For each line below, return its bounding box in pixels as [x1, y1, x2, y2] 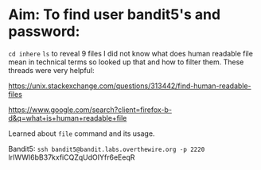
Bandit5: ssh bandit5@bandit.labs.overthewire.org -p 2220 [8, 144, 205, 153]
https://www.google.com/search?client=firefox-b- [8, 105, 173, 114]
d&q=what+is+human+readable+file [8, 113, 127, 122]
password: [8, 22, 80, 41]
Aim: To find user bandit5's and [8, 6, 221, 24]
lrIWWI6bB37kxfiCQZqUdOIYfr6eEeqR [8, 153, 135, 162]
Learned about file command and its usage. [8, 129, 155, 138]
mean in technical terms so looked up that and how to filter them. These [8, 57, 244, 67]
